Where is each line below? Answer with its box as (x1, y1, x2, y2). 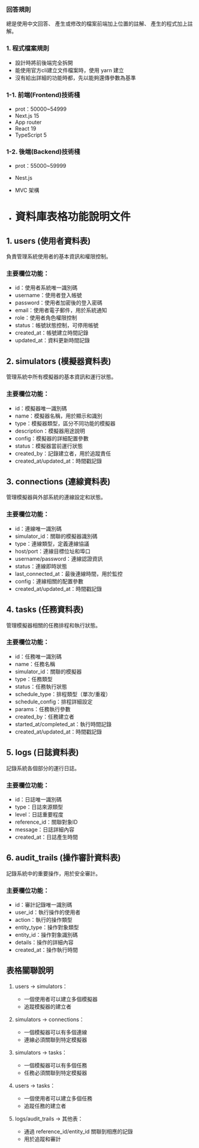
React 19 (14, 125, 37, 132)
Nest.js (14, 174, 33, 182)
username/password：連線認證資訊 (14, 555, 103, 562)
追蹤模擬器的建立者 (23, 1003, 72, 1010)
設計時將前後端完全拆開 (14, 59, 73, 66)
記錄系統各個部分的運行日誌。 (6, 764, 80, 771)
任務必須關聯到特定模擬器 (23, 1069, 88, 1076)
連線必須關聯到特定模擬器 (23, 1036, 88, 1043)
